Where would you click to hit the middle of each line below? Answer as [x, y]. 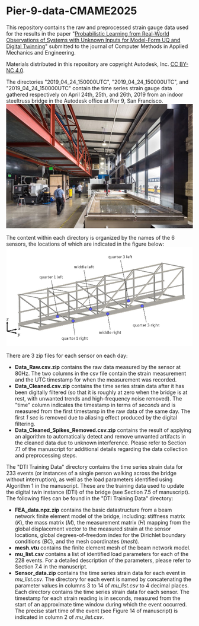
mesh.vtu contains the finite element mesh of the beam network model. [102, 548]
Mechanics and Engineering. [41, 52]
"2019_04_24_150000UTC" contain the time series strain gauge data [89, 88]
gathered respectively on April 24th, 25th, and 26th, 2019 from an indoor [95, 94]
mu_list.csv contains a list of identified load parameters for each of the [102, 554]
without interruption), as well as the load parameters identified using [89, 479]
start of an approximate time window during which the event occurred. [101, 604]
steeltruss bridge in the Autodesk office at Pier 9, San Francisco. [85, 101]
